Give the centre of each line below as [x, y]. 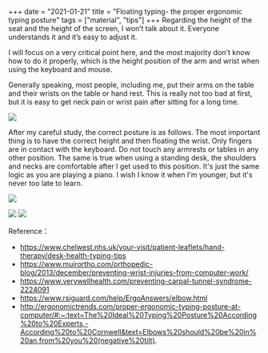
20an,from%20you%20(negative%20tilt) [88, 340]
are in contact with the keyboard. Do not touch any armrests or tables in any [134, 149]
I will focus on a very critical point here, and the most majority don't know [129, 52]
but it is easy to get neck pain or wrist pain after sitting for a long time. [124, 102]
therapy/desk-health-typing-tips [73, 256]
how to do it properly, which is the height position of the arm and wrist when [134, 61]
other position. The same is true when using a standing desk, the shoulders [132, 158]
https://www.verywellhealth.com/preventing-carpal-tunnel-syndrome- [136, 281]
